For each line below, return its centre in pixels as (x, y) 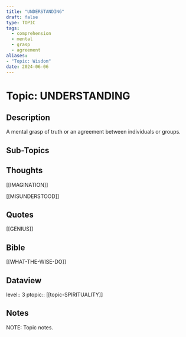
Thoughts (25, 171)
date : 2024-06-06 (27, 67)
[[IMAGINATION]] (27, 184)
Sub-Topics (28, 150)
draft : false (22, 17)
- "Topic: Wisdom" (29, 61)
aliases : (17, 56)
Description (28, 117)
